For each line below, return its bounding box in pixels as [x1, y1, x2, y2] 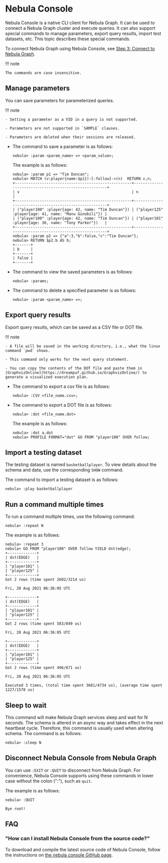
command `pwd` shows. [5, 348, 51, 353]
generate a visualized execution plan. [5, 374, 89, 379]
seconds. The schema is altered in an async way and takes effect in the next [5, 720, 163, 725]
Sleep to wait [5, 701, 47, 709]
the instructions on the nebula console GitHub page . [5, 852, 113, 858]
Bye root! [5, 806, 26, 811]
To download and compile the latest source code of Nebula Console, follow [5, 846, 160, 852]
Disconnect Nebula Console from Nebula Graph [5, 754, 157, 762]
